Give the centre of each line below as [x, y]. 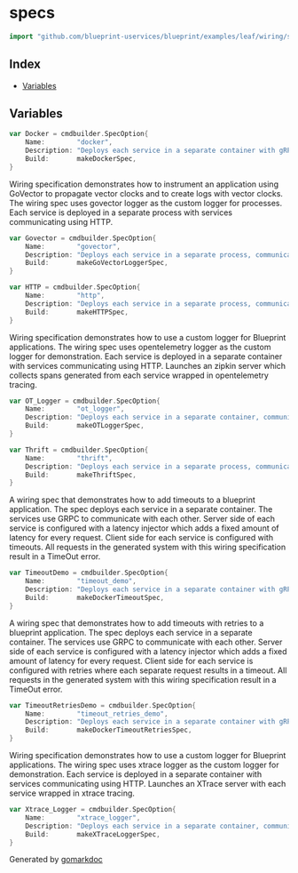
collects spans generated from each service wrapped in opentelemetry [139, 375]
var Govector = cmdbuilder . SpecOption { [83, 238]
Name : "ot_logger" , [75, 409]
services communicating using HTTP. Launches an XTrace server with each [148, 784]
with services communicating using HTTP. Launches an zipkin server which [148, 365]
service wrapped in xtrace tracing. [72, 793]
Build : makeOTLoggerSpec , [85, 426]
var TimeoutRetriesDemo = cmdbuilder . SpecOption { [103, 705]
